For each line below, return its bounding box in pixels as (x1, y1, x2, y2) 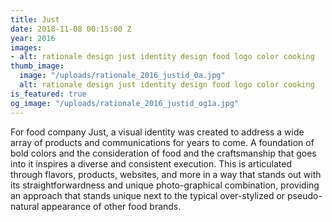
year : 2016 (10, 33, 56, 43)
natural (10, 200, 40, 212)
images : (10, 42, 43, 53)
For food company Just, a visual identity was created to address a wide (10, 126, 305, 138)
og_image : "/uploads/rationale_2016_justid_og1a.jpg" (10, 98, 240, 108)
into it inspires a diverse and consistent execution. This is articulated (10, 157, 293, 170)
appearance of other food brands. (41, 200, 182, 212)
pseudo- (287, 189, 323, 201)
